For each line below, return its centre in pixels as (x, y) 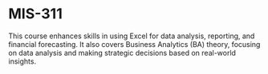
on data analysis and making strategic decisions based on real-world (122, 53)
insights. (22, 61)
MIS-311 (35, 14)
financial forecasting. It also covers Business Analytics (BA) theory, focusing (134, 44)
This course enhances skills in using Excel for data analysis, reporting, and (132, 36)
